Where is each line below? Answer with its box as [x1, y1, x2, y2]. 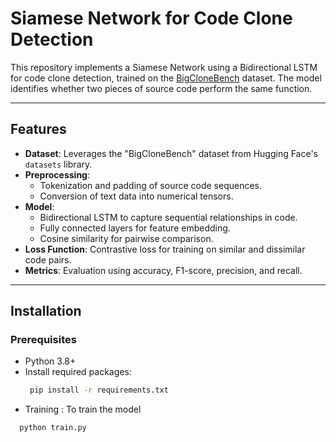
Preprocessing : [24, 168, 90, 181]
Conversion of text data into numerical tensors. [39, 190, 234, 202]
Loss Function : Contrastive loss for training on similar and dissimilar [24, 243, 306, 255]
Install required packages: [24, 366, 132, 378]
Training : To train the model [24, 403, 142, 416]
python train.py [19, 423, 87, 433]
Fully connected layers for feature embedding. [39, 222, 231, 234]
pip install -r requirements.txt [29, 385, 169, 396]
